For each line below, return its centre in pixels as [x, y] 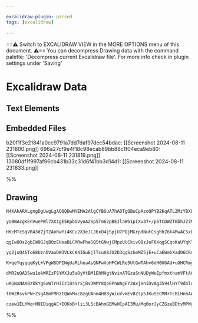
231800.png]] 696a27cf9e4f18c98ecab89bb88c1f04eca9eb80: [83, 149]
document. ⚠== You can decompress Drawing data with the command [92, 50]
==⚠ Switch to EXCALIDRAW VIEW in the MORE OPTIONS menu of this [93, 44]
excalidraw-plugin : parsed [39, 17]
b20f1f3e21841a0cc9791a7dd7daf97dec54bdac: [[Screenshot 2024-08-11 [96, 143]
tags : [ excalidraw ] [30, 22]
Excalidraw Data [47, 87]
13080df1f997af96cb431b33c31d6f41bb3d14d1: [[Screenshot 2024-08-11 [95, 161]
